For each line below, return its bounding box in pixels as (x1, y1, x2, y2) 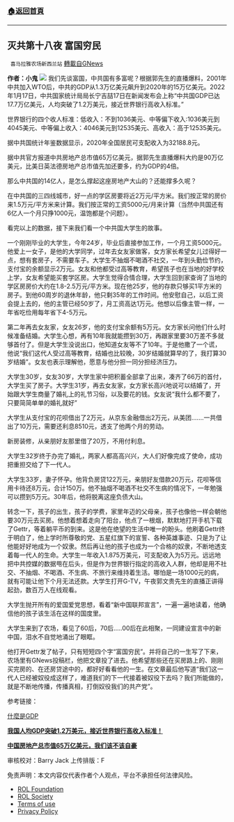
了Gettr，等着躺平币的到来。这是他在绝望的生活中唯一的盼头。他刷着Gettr (7, 525, 219, 533)
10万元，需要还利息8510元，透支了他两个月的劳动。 (19, 422, 169, 431)
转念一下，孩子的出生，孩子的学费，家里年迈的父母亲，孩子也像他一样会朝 (7, 507, 221, 516)
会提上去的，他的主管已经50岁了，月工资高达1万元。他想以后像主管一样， (7, 299, 219, 308)
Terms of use (17, 800, 56, 808)
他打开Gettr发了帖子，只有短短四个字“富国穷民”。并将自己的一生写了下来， (7, 647, 223, 656)
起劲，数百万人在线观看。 (7, 586, 81, 594)
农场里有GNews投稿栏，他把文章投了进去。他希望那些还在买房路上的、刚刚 (7, 656, 224, 665)
